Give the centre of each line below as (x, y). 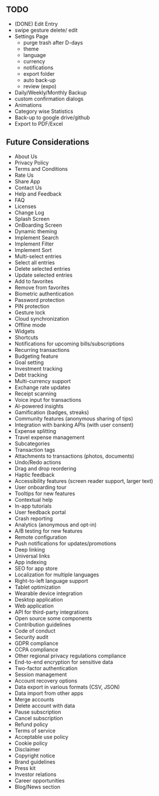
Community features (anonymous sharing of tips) (74, 418)
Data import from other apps (49, 693)
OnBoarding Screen (38, 225)
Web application (34, 606)
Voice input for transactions (48, 399)
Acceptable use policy (41, 737)
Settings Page (31, 36)
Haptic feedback (34, 475)
